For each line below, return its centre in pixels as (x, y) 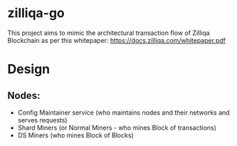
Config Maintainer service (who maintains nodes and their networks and (123, 113)
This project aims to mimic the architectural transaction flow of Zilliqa (109, 33)
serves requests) (42, 120)
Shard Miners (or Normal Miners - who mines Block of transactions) (117, 127)
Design (29, 69)
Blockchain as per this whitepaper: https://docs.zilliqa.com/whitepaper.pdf (117, 40)
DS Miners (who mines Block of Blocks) (75, 135)
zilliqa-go (36, 13)
